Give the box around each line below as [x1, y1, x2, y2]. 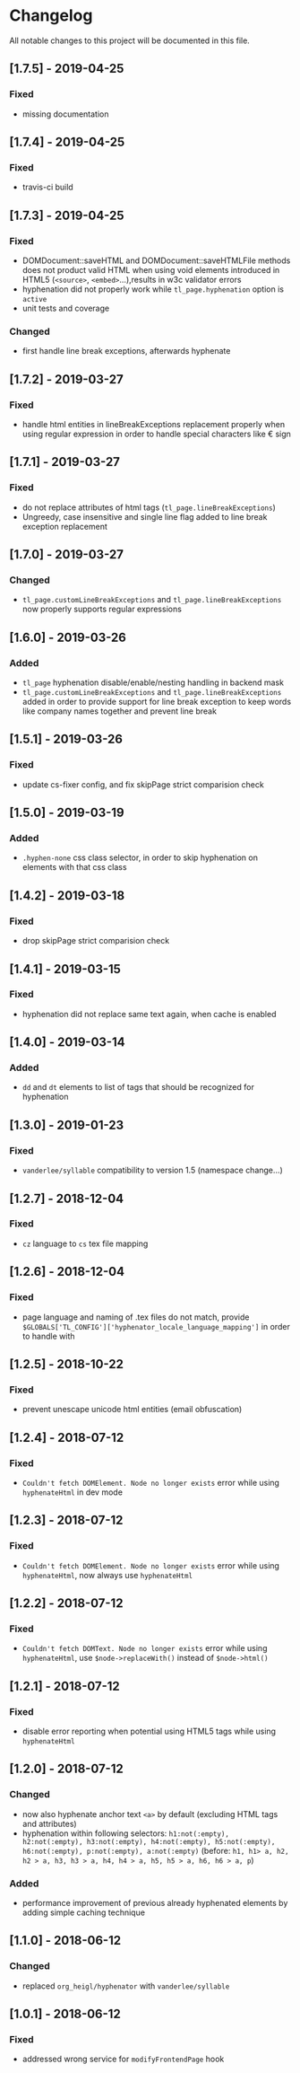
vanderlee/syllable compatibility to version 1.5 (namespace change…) [21, 1164, 284, 1176]
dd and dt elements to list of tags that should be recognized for [21, 1082, 255, 1093]
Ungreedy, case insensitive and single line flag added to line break [21, 511, 268, 522]
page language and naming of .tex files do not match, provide [21, 1312, 250, 1322]
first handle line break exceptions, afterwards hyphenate [21, 346, 231, 356]
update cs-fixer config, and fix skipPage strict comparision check [21, 778, 264, 790]
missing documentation [21, 109, 109, 119]
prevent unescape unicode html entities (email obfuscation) [21, 1404, 243, 1415]
